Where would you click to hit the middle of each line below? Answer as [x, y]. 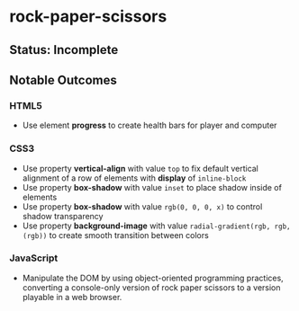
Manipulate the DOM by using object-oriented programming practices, [153, 278]
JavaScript [34, 258]
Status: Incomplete [64, 50]
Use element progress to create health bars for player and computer [149, 125]
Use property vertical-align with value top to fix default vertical [140, 168]
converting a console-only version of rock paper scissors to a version [151, 287]
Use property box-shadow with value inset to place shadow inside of [152, 187]
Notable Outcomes [63, 80]
